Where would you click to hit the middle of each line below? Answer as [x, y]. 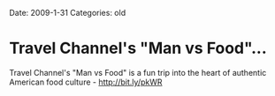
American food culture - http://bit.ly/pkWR [86, 82]
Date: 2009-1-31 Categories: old [68, 13]
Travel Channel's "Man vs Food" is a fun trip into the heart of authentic [138, 72]
